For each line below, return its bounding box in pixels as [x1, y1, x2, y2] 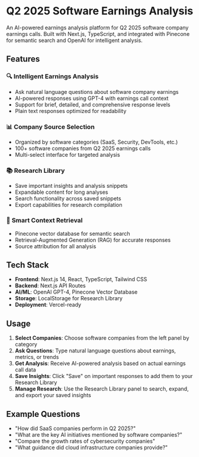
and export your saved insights [14, 392, 91, 399]
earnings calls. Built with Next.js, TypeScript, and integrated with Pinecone [6, 30, 190, 37]
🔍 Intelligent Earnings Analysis [6, 72, 99, 81]
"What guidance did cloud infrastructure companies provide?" [14, 444, 169, 451]
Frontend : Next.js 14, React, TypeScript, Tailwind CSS [14, 276, 148, 283]
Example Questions [6, 409, 81, 419]
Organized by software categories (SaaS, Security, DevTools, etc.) [14, 138, 178, 145]
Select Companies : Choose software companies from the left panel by [14, 334, 189, 342]
